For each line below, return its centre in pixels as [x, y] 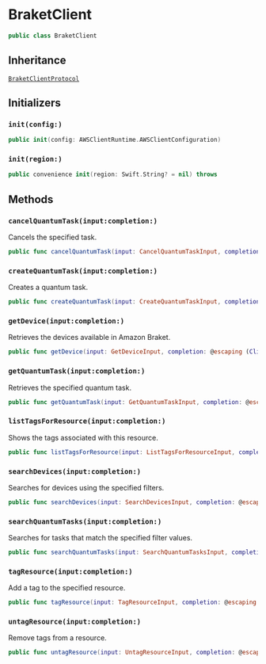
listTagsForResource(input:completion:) [87, 421]
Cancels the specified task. [53, 237]
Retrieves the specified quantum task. [70, 387]
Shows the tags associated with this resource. [83, 437]
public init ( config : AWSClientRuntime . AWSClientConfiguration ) [115, 140]
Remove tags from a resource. [57, 638]
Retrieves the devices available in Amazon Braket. [89, 338]
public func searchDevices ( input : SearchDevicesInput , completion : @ [125, 502]
